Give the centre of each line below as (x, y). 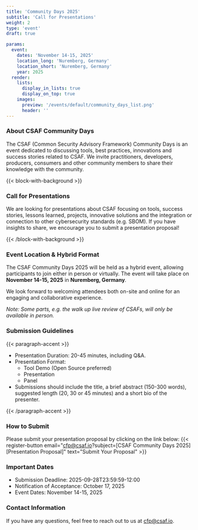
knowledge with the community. (45, 169)
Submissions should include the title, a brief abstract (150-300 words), (100, 387)
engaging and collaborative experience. (54, 298)
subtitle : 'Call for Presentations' (51, 17)
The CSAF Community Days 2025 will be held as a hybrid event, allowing (95, 268)
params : (16, 44)
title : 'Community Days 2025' (43, 12)
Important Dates (30, 467)
